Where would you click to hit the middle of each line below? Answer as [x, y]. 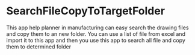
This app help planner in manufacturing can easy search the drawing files [97, 27]
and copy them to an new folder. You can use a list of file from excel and [96, 33]
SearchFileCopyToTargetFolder [86, 11]
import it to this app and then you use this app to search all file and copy [96, 40]
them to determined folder [39, 47]
